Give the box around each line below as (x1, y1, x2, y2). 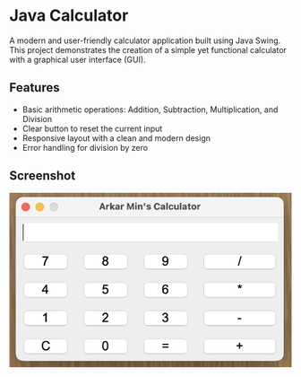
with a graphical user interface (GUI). (9, 54, 146, 65)
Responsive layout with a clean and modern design (21, 132, 211, 144)
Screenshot (9, 168, 76, 184)
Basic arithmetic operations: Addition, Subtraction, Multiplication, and (21, 104, 279, 115)
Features (9, 80, 60, 95)
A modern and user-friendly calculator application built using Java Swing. (9, 35, 281, 46)
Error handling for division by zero (21, 142, 149, 153)
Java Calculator (9, 5, 129, 26)
